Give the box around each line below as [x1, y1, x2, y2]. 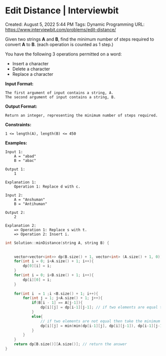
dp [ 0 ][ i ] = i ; [23, 263, 52, 268]
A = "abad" [14, 153, 37, 158]
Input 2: [5, 193, 23, 198]
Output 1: [5, 166, 26, 172]
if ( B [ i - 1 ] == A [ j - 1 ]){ [31, 300, 83, 305]
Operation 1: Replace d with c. [14, 184, 81, 189]
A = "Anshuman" [14, 197, 45, 202]
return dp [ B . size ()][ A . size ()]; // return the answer [14, 342, 127, 347]
